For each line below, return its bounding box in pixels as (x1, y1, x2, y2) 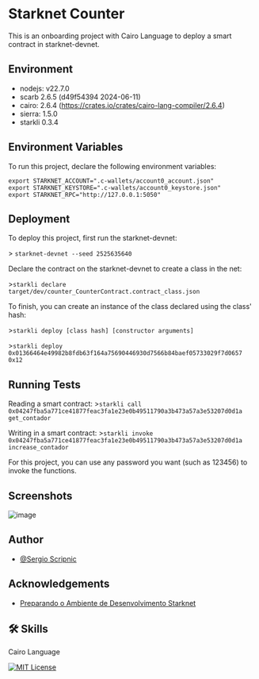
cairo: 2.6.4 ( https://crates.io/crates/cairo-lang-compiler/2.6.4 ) (19, 100, 226, 110)
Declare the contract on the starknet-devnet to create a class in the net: (8, 264, 242, 274)
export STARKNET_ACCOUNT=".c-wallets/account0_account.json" (8, 176, 215, 185)
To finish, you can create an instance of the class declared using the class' (8, 302, 252, 311)
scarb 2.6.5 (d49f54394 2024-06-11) (19, 92, 141, 102)
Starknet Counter (8, 5, 125, 23)
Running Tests (8, 378, 81, 392)
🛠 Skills (8, 623, 49, 636)
